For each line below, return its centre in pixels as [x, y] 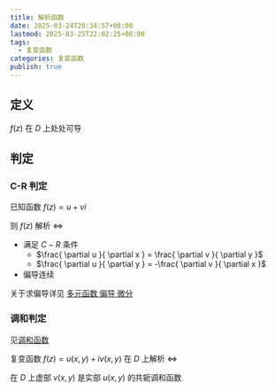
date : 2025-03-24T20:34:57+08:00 [72, 26]
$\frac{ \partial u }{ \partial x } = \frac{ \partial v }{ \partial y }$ [149, 254]
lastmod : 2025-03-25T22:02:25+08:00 [77, 34]
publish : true [36, 67]
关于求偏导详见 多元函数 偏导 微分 [72, 293]
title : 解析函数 [37, 17]
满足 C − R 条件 [50, 245]
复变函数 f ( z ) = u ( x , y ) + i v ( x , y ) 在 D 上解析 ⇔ [94, 358]
